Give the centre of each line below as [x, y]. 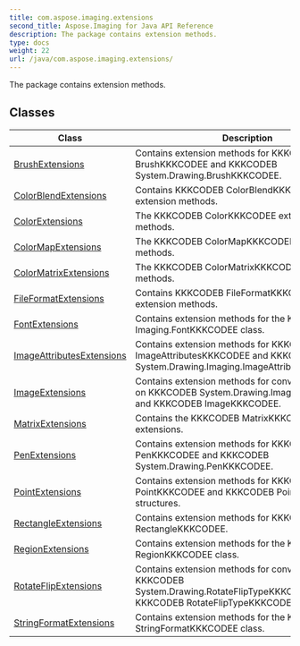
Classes [32, 113]
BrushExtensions [49, 164]
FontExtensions [46, 324]
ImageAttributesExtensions [70, 355]
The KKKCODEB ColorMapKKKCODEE [215, 241]
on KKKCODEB [167, 392]
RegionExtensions [51, 548]
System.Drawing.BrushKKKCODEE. [208, 175]
